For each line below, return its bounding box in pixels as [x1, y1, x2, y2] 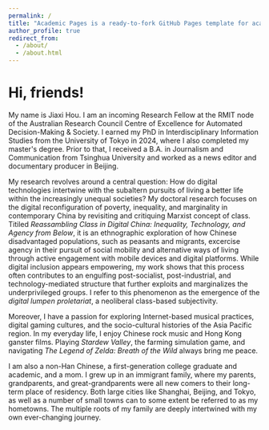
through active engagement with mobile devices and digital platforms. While [8, 254, 259, 263]
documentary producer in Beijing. [8, 161, 118, 171]
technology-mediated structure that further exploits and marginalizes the [8, 278, 248, 289]
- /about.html [15, 49, 62, 57]
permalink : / [8, 11, 52, 20]
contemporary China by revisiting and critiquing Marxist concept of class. [8, 210, 251, 221]
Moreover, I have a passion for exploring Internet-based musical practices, [8, 311, 255, 321]
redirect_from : [8, 34, 59, 43]
